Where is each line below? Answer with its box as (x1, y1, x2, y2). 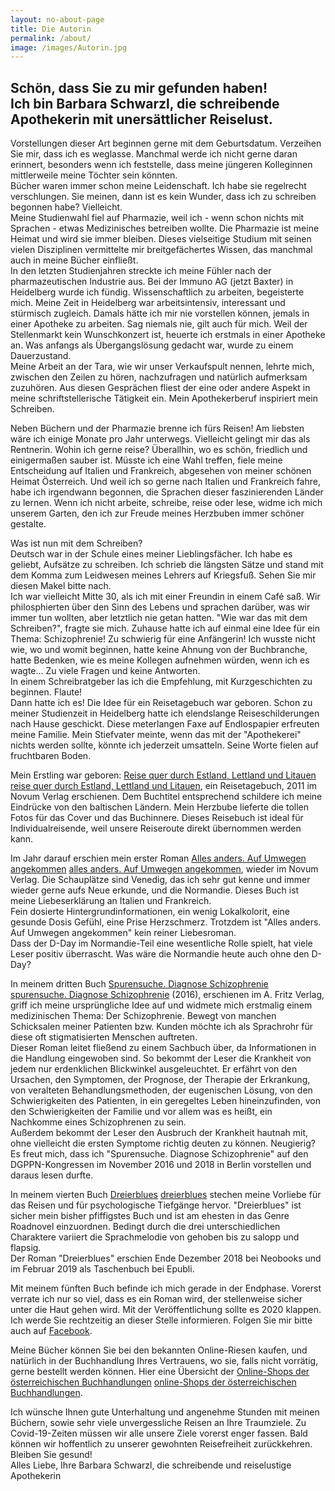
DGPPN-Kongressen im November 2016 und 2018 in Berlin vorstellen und (10, 1159, 312, 1171)
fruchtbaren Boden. (10, 750, 92, 762)
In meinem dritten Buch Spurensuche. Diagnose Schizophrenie (10, 978, 269, 990)
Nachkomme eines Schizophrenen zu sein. (10, 1116, 187, 1128)
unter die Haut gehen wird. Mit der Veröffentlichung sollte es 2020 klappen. (10, 1304, 322, 1316)
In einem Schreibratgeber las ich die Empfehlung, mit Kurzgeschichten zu (10, 676, 313, 688)
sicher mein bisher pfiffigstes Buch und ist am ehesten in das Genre (10, 1210, 290, 1222)
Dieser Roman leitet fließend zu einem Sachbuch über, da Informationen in (10, 1042, 317, 1054)
